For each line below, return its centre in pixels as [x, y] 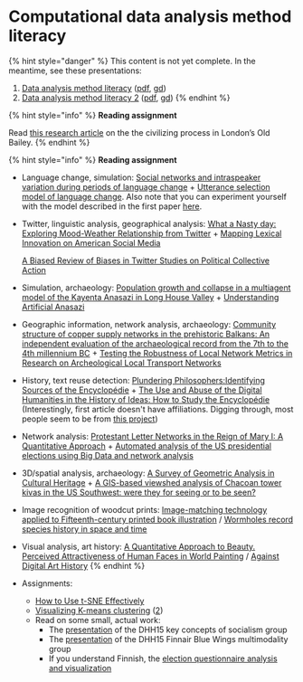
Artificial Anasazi [53, 307]
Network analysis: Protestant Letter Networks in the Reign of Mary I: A [152, 436]
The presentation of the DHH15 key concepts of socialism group [168, 630]
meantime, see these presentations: [75, 71]
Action [34, 270]
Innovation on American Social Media [91, 242]
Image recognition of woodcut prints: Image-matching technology [144, 509]
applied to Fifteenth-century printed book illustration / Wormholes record [157, 519]
